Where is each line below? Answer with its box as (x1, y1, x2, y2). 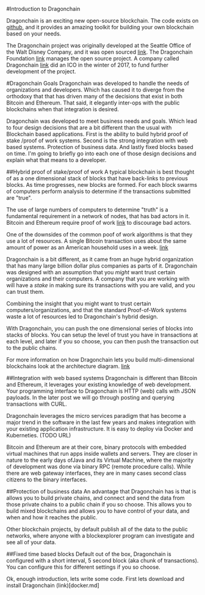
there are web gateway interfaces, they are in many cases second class (6, 470, 187, 476)
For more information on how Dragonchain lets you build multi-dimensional (6, 356, 195, 363)
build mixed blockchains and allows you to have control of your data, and (6, 507, 190, 514)
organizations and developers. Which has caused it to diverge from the (6, 86, 185, 93)
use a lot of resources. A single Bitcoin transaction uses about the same (6, 238, 187, 244)
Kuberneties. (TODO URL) (6, 432, 71, 439)
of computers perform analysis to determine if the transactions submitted (6, 188, 191, 195)
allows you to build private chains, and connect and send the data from (6, 494, 185, 502)
